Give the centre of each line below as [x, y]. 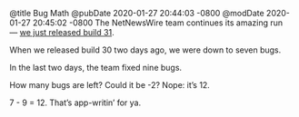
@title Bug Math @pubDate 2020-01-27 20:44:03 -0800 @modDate [137, 13]
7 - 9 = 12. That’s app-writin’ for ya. [75, 102]
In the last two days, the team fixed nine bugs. [96, 68]
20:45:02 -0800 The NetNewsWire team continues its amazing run [158, 23]
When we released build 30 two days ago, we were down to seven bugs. [145, 50]
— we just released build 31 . [62, 32]
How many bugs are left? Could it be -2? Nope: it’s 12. [110, 85]
